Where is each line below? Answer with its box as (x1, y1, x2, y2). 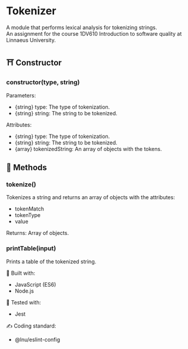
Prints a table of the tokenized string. (6, 257, 97, 265)
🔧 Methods (6, 162, 47, 173)
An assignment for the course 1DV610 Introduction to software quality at (6, 30, 182, 37)
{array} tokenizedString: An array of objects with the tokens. (14, 145, 162, 152)
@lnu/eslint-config (14, 336, 60, 343)
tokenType (14, 212, 41, 219)
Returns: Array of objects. (6, 229, 69, 237)
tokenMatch (14, 205, 44, 212)
